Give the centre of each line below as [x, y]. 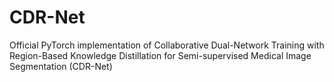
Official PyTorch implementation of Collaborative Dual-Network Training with [167, 45]
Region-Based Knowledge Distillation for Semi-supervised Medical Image [160, 55]
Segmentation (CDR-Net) [61, 66]
